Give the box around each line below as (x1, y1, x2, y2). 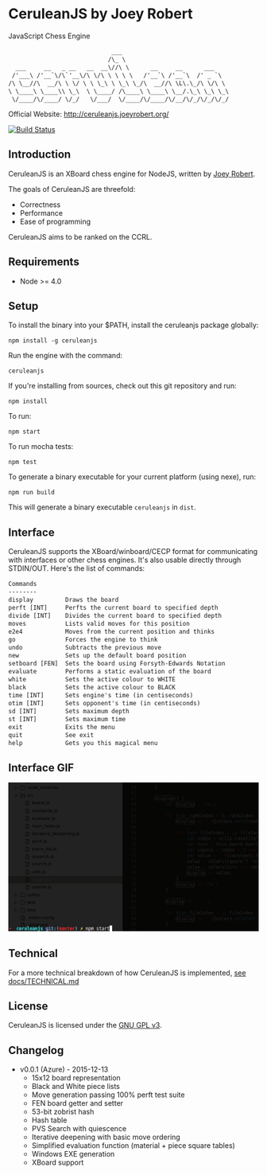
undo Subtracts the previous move (8, 644, 161, 652)
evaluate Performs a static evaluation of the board (8, 668, 212, 676)
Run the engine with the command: (8, 351, 123, 361)
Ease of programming (19, 217, 91, 226)
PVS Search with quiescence (31, 1124, 127, 1134)
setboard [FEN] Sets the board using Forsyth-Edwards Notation (8, 660, 226, 668)
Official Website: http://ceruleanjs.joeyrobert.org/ (8, 109, 169, 119)
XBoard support (31, 1157, 84, 1167)
